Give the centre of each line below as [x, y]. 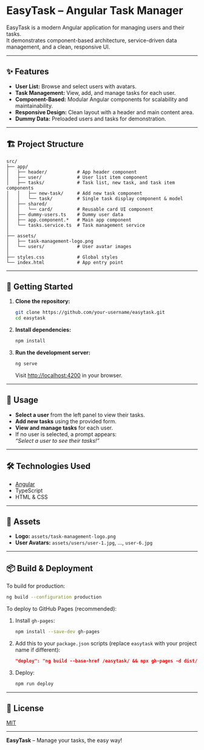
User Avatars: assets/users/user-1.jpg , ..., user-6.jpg [84, 543]
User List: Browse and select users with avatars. [76, 86]
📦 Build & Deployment [49, 568]
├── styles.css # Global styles [62, 257]
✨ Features [28, 71]
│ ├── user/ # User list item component [77, 177]
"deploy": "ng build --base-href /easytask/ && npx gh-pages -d [98, 661]
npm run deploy [34, 684]
